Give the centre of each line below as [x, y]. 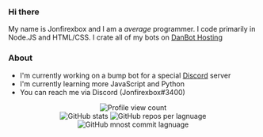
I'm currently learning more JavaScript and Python [102, 84]
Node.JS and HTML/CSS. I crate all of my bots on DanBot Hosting [116, 37]
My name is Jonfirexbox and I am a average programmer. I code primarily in [132, 29]
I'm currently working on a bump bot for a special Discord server [125, 75]
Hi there [24, 12]
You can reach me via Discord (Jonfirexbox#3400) [103, 92]
